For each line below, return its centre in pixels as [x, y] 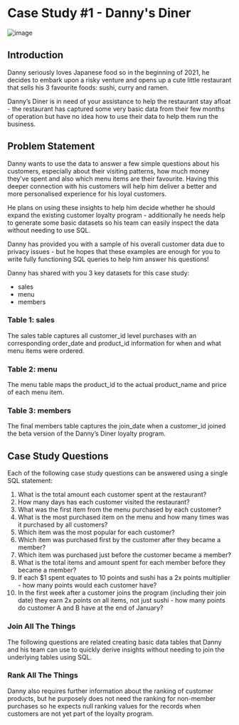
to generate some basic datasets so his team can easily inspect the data [113, 223]
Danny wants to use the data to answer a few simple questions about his [113, 163]
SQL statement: [30, 481]
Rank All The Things [43, 675]
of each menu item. [36, 392]
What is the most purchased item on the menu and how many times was [123, 517]
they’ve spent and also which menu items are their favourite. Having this [113, 179]
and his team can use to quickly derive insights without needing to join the [116, 650]
